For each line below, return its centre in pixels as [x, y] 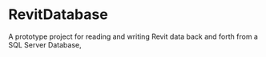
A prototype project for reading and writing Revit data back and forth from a [133, 36]
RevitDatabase [58, 15]
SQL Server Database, [45, 44]
